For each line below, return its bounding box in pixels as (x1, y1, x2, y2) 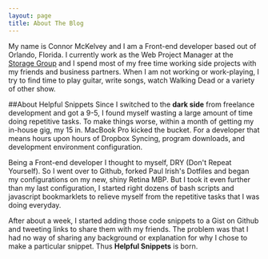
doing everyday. (8, 200, 62, 209)
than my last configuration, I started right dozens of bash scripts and (8, 183, 234, 192)
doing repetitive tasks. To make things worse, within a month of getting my (8, 116, 254, 126)
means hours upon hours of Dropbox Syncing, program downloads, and (8, 133, 246, 143)
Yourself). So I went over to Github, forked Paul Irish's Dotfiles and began (8, 166, 250, 176)
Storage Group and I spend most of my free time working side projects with (8, 58, 257, 68)
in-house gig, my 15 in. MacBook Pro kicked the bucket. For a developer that (8, 125, 260, 135)
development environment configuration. (8, 142, 143, 152)
